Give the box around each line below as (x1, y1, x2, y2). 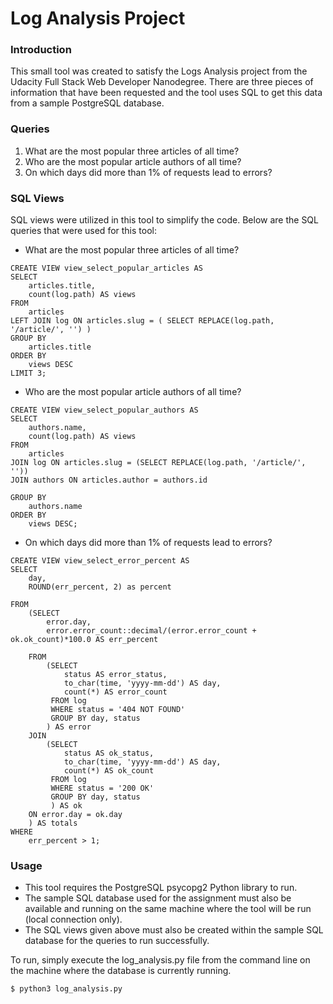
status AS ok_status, (63, 748, 155, 759)
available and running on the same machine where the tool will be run (24, 903, 312, 915)
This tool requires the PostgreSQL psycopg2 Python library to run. (24, 882, 298, 894)
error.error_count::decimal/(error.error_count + (46, 626, 257, 636)
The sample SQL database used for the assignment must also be (24, 892, 292, 904)
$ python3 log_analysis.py (10, 984, 123, 994)
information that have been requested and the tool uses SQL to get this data (10, 87, 323, 99)
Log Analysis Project (10, 7, 186, 30)
